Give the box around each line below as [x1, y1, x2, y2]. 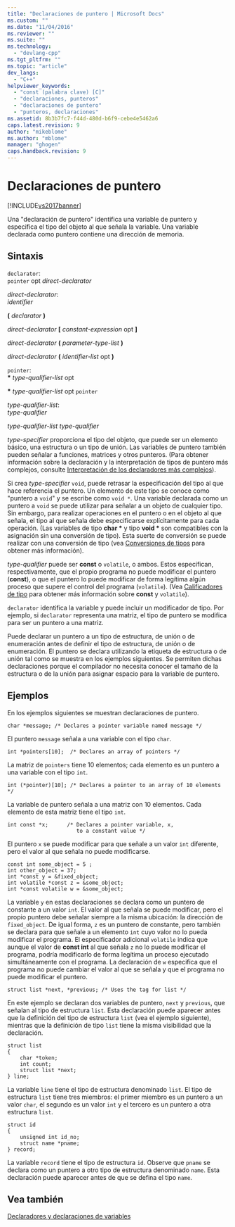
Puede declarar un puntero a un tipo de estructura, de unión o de [7, 631, 195, 641]
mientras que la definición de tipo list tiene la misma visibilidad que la [7, 1021, 212, 1029]
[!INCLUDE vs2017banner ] [7, 201, 82, 210]
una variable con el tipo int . [7, 768, 88, 776]
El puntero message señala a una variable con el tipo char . [7, 734, 172, 743]
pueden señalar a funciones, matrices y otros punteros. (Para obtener [7, 450, 209, 458]
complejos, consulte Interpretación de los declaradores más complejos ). [7, 465, 216, 474]
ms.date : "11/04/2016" [7, 23, 74, 30]
